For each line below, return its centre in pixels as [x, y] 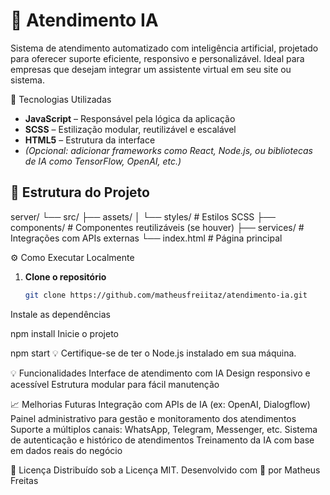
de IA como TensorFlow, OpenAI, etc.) [103, 161]
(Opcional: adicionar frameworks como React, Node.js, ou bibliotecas [168, 150]
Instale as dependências [60, 314]
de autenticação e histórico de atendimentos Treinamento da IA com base [162, 440]
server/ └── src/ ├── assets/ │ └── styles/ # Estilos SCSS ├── [143, 216]
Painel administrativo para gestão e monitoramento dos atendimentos [153, 418]
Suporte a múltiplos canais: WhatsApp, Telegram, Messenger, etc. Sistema [164, 429]
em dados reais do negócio [66, 450]
